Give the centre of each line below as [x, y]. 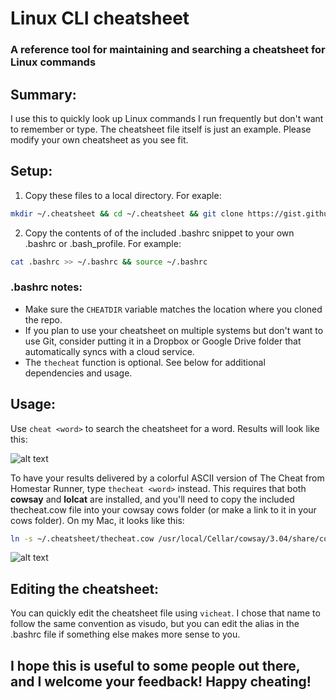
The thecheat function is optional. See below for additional [145, 362]
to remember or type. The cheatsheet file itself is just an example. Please [161, 129]
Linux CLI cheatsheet [100, 18]
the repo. [43, 319]
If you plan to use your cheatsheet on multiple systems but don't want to [174, 330]
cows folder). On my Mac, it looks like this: [97, 520]
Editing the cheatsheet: [85, 588]
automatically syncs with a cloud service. [109, 351]
